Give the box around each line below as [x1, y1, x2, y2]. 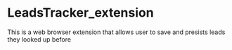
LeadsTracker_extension [7, 5, 154, 21]
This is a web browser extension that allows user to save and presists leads [7, 28, 226, 36]
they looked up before [7, 35, 72, 43]
